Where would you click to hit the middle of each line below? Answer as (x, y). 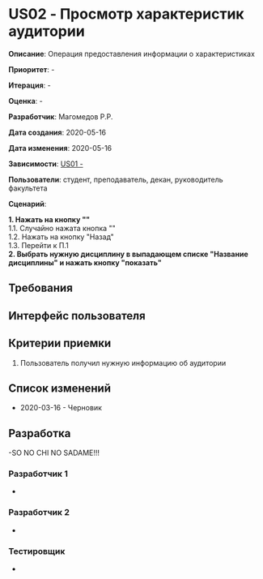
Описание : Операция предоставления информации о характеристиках (131, 54)
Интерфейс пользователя (77, 316)
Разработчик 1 (38, 474)
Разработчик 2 (39, 513)
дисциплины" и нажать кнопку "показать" (85, 262)
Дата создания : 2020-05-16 (57, 132)
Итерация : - (30, 85)
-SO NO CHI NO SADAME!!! (54, 453)
